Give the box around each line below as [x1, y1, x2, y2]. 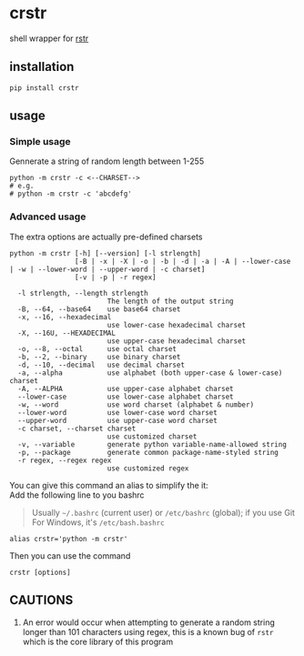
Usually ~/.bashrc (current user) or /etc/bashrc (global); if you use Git [31, 507, 296, 518]
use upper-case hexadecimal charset [106, 336, 247, 346]
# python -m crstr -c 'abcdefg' [9, 189, 132, 198]
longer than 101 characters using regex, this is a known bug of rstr [22, 626, 274, 637]
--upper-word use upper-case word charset [17, 416, 218, 425]
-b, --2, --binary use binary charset [17, 352, 181, 361]
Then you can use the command [9, 550, 131, 561]
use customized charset [106, 431, 198, 441]
